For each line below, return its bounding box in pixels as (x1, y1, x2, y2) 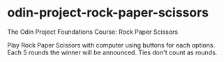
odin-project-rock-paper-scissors (7, 5, 209, 21)
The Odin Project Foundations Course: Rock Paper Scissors (7, 28, 179, 36)
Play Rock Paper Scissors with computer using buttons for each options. (7, 41, 215, 49)
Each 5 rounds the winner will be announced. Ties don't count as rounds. (7, 48, 218, 56)
